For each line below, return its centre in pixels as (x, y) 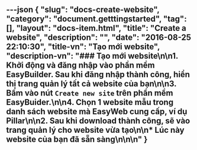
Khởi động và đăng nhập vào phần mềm (80, 66)
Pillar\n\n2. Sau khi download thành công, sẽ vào (98, 121)
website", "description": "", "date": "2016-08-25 (98, 38)
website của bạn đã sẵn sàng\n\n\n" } (77, 140)
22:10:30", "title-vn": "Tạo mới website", (83, 47)
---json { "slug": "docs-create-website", (83, 10)
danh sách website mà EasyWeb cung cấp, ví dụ (97, 112)
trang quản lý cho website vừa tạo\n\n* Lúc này (95, 130)
